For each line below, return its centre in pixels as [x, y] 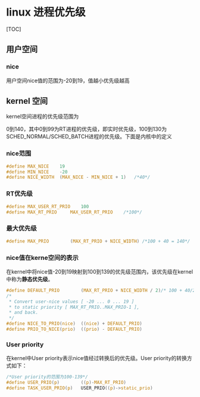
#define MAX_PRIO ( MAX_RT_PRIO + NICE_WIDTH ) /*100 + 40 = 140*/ [98, 241]
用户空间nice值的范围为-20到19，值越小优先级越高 [68, 80]
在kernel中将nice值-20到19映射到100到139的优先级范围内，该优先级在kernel [100, 271]
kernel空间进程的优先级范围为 [43, 116]
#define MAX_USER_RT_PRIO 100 [48, 206]
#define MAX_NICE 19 [36, 166]
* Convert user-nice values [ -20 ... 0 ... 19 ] [71, 302]
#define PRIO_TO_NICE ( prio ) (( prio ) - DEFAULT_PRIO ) [74, 329]
